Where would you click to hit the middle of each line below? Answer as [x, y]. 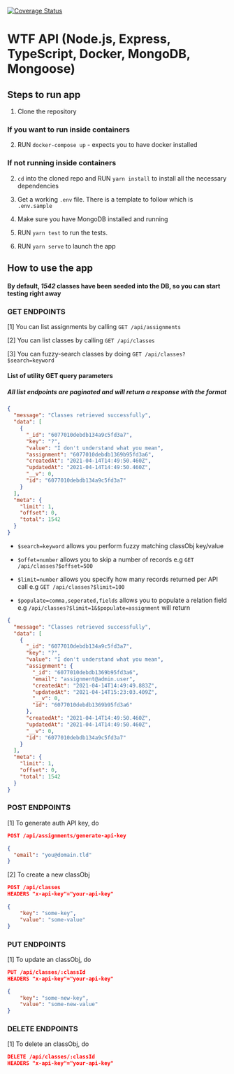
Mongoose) [41, 69]
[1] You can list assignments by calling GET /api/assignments [94, 326]
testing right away [34, 293]
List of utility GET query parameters [60, 376]
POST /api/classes [34, 888]
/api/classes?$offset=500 [55, 566]
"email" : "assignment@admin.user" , [84, 679]
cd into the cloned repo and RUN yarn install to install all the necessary [122, 178]
